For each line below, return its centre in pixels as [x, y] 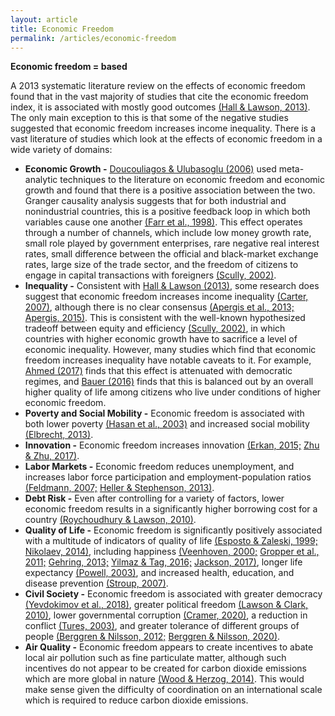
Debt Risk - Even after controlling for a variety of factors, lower [154, 498]
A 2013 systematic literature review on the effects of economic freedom [158, 86]
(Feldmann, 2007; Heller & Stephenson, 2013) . [119, 488]
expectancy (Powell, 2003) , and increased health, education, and [159, 573]
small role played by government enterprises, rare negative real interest [172, 243]
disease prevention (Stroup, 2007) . [96, 583]
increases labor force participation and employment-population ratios [168, 477]
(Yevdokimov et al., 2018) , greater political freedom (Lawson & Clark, [166, 605]
